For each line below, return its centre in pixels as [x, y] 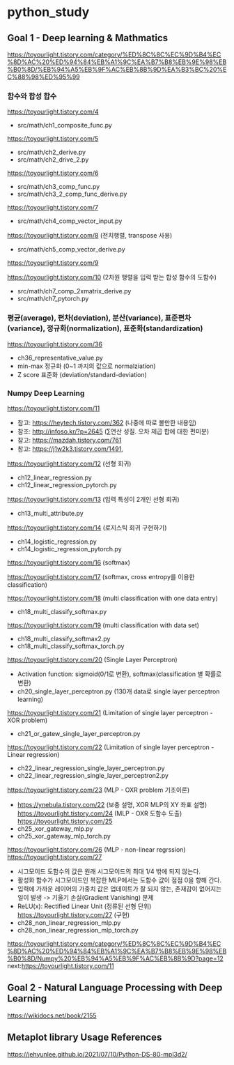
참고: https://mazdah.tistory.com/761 [69, 440]
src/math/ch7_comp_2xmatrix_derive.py [74, 291]
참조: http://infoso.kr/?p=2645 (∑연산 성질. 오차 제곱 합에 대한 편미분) [113, 431]
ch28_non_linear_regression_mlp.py [69, 922]
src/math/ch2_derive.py [51, 152]
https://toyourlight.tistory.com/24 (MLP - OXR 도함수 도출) [100, 813]
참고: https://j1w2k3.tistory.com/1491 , [70, 449]
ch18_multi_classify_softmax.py [62, 611]
